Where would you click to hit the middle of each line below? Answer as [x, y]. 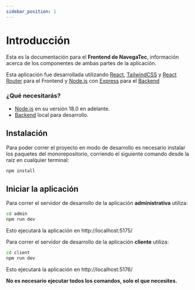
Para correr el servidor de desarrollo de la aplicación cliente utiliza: [88, 242]
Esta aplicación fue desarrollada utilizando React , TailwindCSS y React [92, 75]
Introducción [38, 40]
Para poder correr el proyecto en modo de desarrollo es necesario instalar [96, 147]
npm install [21, 171]
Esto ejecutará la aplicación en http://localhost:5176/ [70, 269]
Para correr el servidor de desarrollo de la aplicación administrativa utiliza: [97, 203]
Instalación [27, 134]
